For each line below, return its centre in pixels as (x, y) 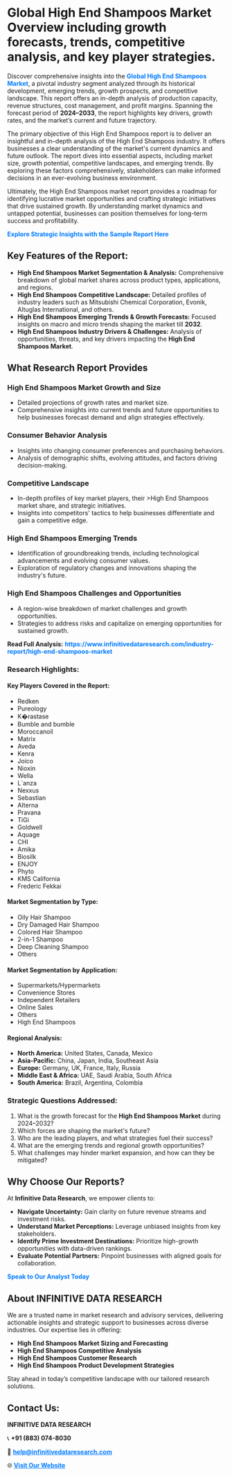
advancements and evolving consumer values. (83, 561)
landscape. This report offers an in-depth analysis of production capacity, (113, 98)
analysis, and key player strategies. (111, 57)
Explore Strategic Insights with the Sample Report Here (88, 234)
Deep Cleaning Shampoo (53, 946)
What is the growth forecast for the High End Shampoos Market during (119, 1116)
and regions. (35, 287)
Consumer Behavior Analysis (57, 436)
